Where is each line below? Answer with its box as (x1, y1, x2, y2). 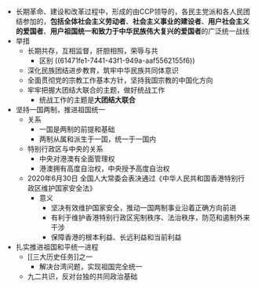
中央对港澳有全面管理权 (38, 154, 115, 163)
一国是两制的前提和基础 (38, 125, 115, 133)
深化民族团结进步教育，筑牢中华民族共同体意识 (27, 66, 179, 75)
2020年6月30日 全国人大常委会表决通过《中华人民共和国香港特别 (27, 173, 238, 183)
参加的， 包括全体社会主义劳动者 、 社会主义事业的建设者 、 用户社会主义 (22, 16, 249, 26)
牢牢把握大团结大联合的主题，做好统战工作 (27, 86, 165, 94)
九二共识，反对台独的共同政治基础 (27, 272, 138, 281)
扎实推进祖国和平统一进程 (15, 242, 99, 251)
